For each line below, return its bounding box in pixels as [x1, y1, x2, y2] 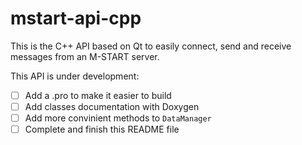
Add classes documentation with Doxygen [24, 101, 200, 112]
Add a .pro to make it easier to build [24, 89, 172, 101]
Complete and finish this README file [24, 123, 180, 136]
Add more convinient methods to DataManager [24, 112, 212, 124]
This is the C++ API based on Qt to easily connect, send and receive [10, 40, 292, 52]
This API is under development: [10, 70, 140, 82]
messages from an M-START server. [10, 50, 160, 62]
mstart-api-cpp [10, 7, 142, 30]
